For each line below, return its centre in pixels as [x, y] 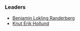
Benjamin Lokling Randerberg [43, 18]
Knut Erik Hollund [31, 23]
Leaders [15, 7]
